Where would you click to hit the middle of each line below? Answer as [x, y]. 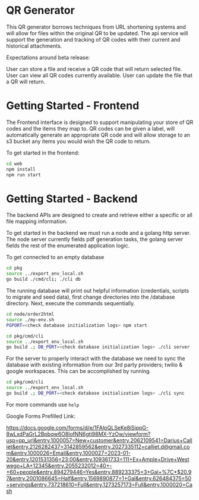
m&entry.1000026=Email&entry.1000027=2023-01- [68, 453]
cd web [14, 164]
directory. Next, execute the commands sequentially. [71, 303]
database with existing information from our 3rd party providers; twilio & [94, 365]
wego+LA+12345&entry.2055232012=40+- [59, 465]
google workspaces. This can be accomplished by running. [79, 371]
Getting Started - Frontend [73, 106]
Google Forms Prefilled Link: [41, 416]
